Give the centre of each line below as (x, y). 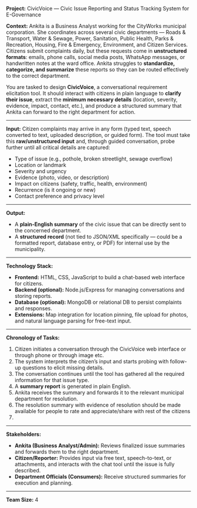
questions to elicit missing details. (63, 368)
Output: (16, 213)
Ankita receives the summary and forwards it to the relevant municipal (99, 392)
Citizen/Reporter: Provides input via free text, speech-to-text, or (93, 458)
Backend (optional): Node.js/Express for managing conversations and (99, 290)
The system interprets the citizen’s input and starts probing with (91, 361)
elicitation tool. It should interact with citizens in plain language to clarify (94, 93)
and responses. (33, 308)
